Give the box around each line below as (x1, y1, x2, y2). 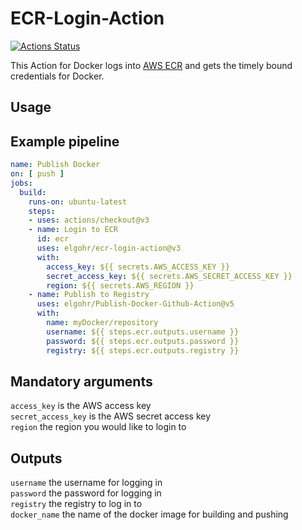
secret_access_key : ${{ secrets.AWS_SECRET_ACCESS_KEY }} (46, 271, 293, 281)
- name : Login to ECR (28, 225, 118, 235)
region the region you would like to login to (10, 421, 187, 433)
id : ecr (36, 234, 70, 244)
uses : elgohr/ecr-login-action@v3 (36, 243, 182, 254)
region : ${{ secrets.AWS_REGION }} (46, 280, 195, 291)
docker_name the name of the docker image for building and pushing (10, 508, 289, 521)
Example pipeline (10, 133, 120, 150)
